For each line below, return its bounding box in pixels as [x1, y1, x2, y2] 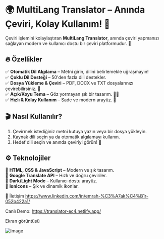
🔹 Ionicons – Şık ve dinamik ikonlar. [5, 183, 79, 189]
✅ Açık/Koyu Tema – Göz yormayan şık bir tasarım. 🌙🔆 [5, 91, 120, 97]
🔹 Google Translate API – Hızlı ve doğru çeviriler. [5, 173, 107, 179]
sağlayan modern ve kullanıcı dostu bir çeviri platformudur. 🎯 [5, 40, 131, 46]
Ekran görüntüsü [5, 218, 40, 224]
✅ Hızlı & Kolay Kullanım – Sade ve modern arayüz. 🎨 [5, 97, 117, 103]
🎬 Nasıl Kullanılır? [5, 112, 63, 121]
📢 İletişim [5, 193, 24, 199]
